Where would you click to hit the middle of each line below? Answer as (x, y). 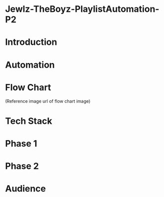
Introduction (31, 42)
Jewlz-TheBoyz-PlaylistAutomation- (82, 9)
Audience (26, 189)
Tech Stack (29, 121)
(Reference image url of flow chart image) (48, 101)
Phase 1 (21, 143)
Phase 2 (22, 166)
